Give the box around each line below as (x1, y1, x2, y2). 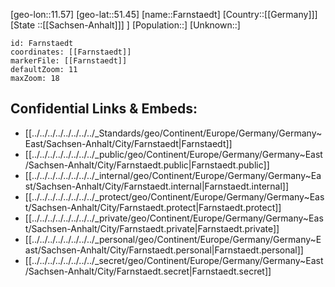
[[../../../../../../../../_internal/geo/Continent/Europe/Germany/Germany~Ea (24, 169, 322, 181)
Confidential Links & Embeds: (10, 100, 198, 118)
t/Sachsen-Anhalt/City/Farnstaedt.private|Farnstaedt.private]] (24, 222, 280, 234)
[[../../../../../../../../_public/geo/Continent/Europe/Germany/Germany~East (24, 148, 323, 160)
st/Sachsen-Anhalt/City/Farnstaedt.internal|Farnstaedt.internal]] (24, 180, 290, 192)
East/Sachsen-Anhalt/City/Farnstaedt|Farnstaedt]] (24, 137, 233, 149)
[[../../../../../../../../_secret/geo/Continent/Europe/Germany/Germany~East (24, 254, 324, 266)
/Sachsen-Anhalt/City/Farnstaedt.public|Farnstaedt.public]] (24, 159, 270, 171)
